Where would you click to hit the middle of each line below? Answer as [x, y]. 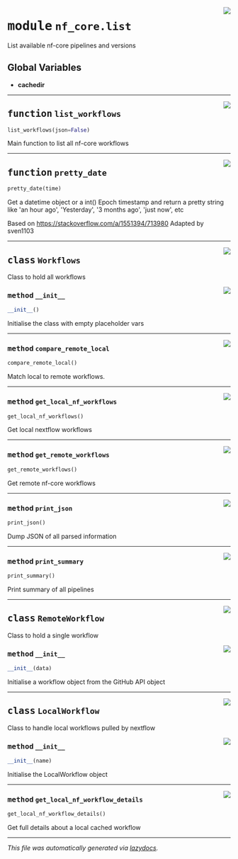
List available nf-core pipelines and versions [72, 45]
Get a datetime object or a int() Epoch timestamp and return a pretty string [116, 203]
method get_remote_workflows [58, 455]
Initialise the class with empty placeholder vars [76, 324]
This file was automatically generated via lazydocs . [83, 848]
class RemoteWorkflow [56, 619]
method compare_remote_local [58, 349]
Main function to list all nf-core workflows [68, 143]
